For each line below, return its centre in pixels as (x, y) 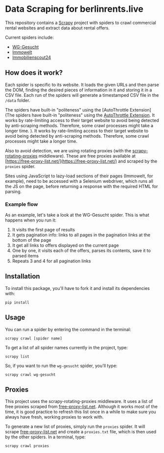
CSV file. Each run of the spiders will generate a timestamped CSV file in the (82, 95)
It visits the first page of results (43, 230)
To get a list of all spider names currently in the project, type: (67, 347)
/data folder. (18, 100)
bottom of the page (32, 240)
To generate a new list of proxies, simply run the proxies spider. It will (75, 426)
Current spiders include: (29, 37)
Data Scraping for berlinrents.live (74, 9)
